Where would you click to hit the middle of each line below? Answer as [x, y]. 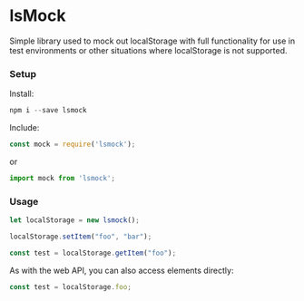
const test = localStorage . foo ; [70, 286]
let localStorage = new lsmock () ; [75, 220]
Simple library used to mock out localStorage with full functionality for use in [152, 41]
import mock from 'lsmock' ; [63, 178]
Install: [22, 94]
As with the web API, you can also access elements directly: [122, 270]
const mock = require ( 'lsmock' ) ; [73, 145]
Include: [25, 128]
